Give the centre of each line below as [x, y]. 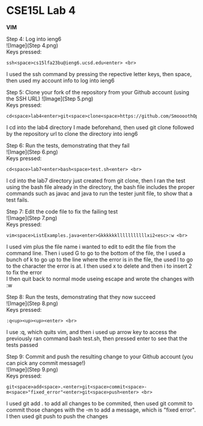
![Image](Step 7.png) [32, 218]
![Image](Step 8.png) [32, 303]
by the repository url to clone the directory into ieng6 [72, 134]
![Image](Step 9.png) [32, 369]
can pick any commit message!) [46, 363]
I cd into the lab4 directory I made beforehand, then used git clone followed [100, 127]
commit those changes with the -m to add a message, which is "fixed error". [101, 410]
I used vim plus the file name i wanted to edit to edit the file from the [91, 247]
